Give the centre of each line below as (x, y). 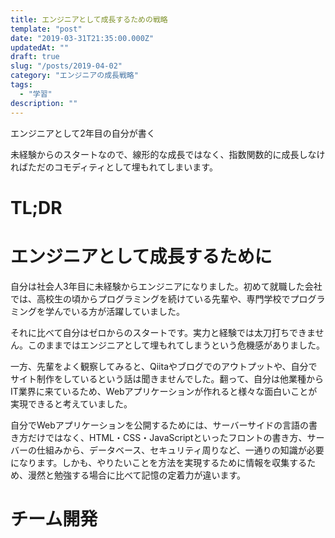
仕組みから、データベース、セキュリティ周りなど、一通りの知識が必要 (180, 450)
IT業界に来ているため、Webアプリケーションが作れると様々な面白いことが (164, 391)
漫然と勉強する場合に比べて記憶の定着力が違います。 (137, 475)
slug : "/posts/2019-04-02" (66, 66)
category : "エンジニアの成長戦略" (74, 76)
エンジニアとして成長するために (141, 256)
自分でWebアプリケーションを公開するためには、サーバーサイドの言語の (160, 425)
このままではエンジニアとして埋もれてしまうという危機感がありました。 (176, 345)
